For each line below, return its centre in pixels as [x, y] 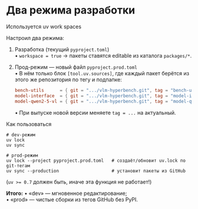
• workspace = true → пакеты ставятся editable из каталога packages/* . [103, 55]
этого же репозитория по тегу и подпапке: [68, 79]
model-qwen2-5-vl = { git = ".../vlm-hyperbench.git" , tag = [91, 101]
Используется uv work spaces [44, 26]
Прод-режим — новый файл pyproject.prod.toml [76, 67]
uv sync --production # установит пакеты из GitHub [96, 171]
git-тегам [18, 165]
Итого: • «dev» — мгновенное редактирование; [67, 193]
